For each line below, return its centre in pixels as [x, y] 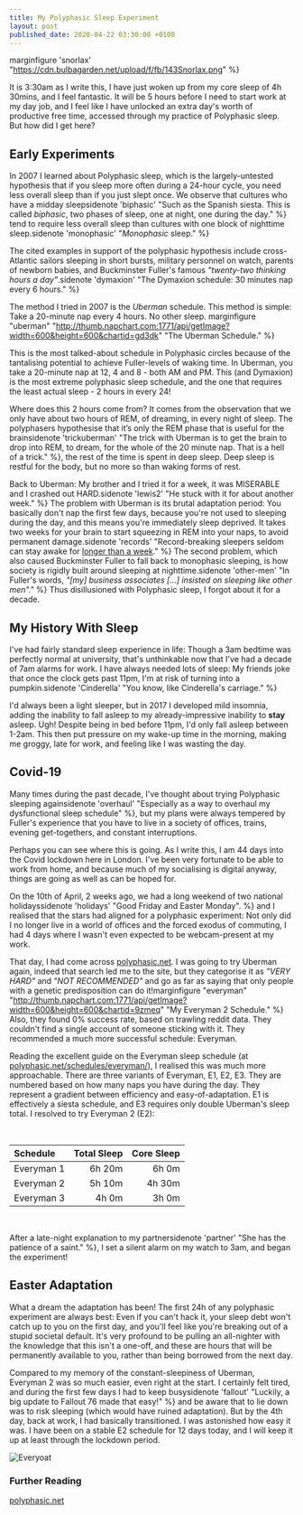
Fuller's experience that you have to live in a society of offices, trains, [138, 822]
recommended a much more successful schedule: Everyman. [123, 1038]
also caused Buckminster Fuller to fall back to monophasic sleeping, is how [149, 561]
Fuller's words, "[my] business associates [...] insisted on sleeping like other [151, 580]
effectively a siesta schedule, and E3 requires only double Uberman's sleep [150, 1104]
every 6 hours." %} [45, 289]
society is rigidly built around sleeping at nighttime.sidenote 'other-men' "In [150, 571]
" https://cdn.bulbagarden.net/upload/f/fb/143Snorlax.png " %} [125, 70]
